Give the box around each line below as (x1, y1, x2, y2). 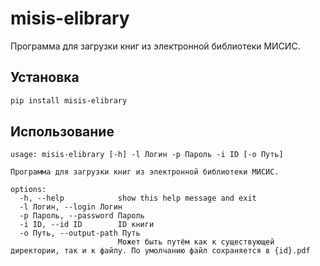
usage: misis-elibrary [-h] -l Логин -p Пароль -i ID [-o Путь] (10, 150, 284, 160)
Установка (10, 69, 80, 86)
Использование (10, 123, 115, 141)
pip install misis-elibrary (10, 95, 128, 106)
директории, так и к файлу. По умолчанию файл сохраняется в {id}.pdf (10, 246, 311, 256)
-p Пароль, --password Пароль (19, 211, 145, 221)
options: (10, 185, 47, 195)
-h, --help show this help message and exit (19, 193, 257, 204)
